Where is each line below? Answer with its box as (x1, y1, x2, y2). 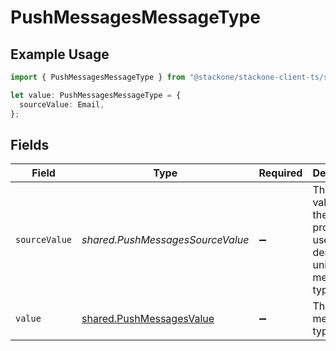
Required (258, 166, 303, 180)
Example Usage (10, 46, 110, 63)
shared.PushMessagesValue (81, 312, 215, 326)
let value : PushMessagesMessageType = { (10, 90, 182, 100)
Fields (10, 136, 50, 153)
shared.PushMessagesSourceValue (81, 233, 250, 247)
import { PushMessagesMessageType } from (10, 72, 186, 82)
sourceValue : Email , (19, 99, 105, 110)
